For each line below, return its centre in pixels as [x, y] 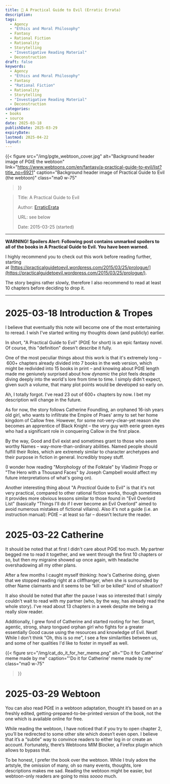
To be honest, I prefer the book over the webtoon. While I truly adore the [81, 760]
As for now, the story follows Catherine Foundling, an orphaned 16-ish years [84, 410]
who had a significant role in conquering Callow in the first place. [73, 431]
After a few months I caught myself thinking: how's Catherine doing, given [82, 575]
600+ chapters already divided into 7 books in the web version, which [79, 363]
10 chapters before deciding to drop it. [45, 288]
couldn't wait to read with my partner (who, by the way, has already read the [85, 601]
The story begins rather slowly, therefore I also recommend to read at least [83, 283]
